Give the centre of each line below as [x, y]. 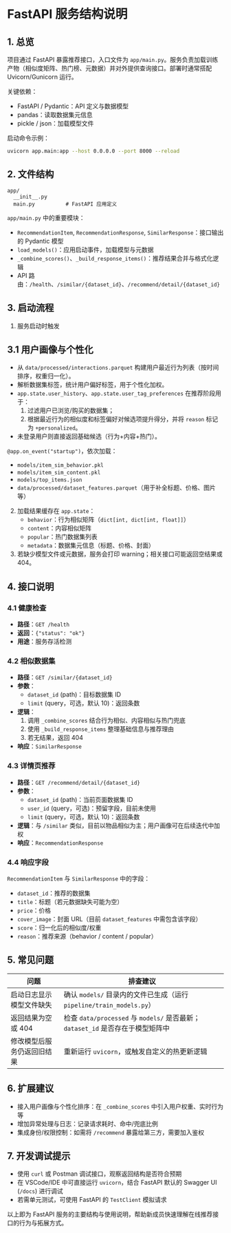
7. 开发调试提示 [39, 1156]
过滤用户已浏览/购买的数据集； [71, 410]
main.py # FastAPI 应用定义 [65, 204]
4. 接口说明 [31, 587]
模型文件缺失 [32, 1005]
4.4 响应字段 [28, 862]
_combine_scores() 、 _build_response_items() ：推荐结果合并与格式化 [115, 258]
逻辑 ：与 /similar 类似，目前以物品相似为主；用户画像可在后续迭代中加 [118, 825]
